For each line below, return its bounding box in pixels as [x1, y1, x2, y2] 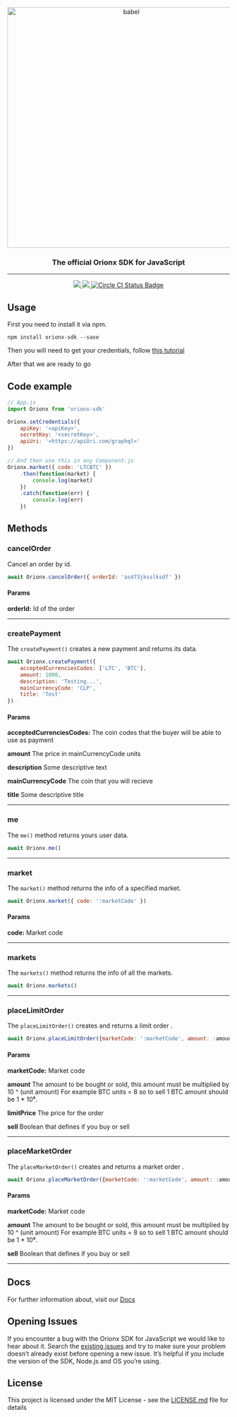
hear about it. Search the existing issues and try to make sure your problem [7, 1342, 226, 1350]
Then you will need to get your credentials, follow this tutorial [7, 346, 185, 355]
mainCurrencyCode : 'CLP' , [20, 684, 97, 691]
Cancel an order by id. [7, 559, 72, 568]
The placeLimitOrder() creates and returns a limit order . [7, 1021, 173, 1030]
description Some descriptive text [7, 763, 107, 772]
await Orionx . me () [7, 844, 61, 851]
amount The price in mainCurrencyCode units [7, 750, 141, 758]
